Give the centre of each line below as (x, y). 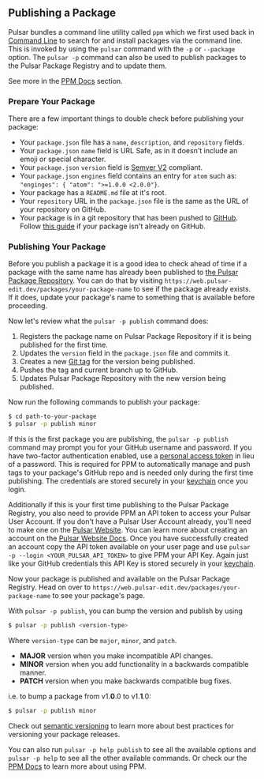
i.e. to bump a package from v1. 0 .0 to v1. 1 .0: (80, 696)
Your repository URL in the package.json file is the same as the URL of (134, 201)
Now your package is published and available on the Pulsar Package (119, 579)
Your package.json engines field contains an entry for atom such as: (128, 176)
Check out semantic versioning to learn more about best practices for (121, 725)
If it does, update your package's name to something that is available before (132, 297)
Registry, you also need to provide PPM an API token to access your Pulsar (129, 514)
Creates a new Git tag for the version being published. (107, 362)
